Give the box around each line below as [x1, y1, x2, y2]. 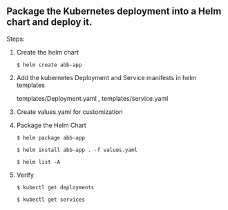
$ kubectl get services [16, 196, 86, 203]
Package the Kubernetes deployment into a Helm [6, 6, 222, 17]
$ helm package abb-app [16, 134, 86, 141]
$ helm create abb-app [16, 61, 82, 68]
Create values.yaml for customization [16, 107, 123, 116]
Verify [16, 171, 34, 179]
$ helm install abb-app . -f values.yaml [16, 146, 137, 153]
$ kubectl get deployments [16, 184, 95, 191]
